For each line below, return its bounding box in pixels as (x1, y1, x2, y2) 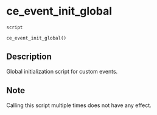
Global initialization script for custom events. (6, 68, 118, 75)
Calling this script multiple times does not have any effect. (6, 102, 152, 109)
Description (6, 52, 52, 62)
